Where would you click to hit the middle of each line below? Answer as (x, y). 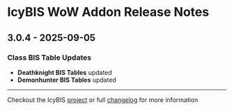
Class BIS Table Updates (49, 58)
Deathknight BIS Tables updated (65, 72)
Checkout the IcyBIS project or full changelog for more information (103, 100)
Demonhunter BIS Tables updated (67, 80)
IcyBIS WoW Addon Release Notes (108, 12)
